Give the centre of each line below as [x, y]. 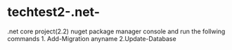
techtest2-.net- [54, 12]
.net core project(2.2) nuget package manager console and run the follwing [116, 31]
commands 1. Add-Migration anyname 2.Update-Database [92, 38]
